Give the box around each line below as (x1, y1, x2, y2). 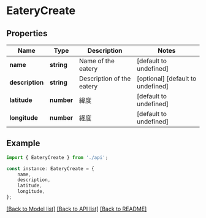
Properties (6, 28, 48, 39)
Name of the (78, 56, 115, 65)
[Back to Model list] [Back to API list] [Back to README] (6, 205, 147, 212)
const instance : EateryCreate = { (6, 165, 95, 172)
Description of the (78, 74, 131, 83)
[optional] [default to (137, 74, 197, 83)
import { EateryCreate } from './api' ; (6, 154, 109, 160)
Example (6, 138, 40, 149)
